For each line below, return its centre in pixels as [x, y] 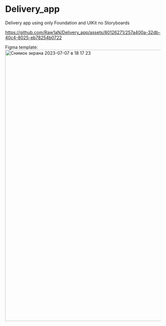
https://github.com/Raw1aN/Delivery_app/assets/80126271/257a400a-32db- [83, 32]
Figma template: [21, 47]
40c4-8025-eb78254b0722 [34, 38]
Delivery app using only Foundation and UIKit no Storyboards [67, 23]
